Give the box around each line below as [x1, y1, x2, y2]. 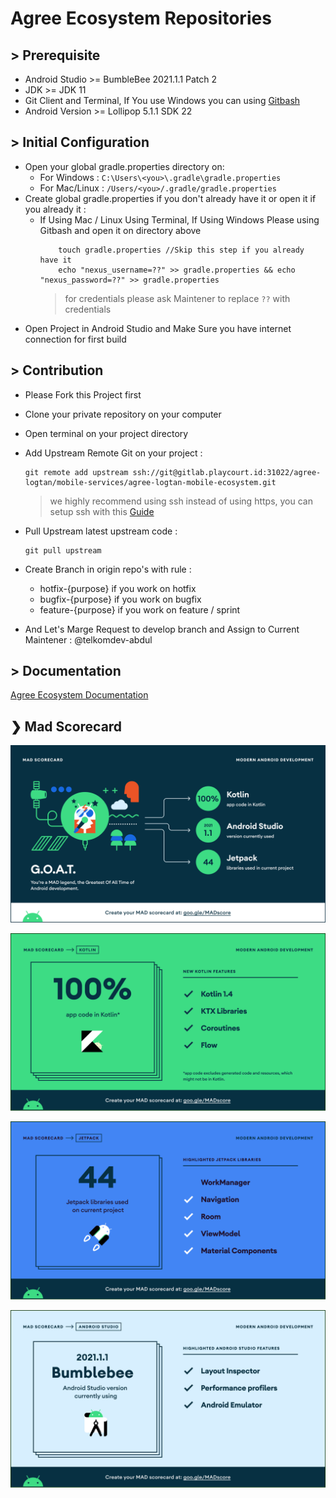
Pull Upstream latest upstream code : [24, 525, 178, 537]
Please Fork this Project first [24, 388, 142, 401]
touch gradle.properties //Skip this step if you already [58, 245, 305, 255]
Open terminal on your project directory [24, 427, 189, 439]
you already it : [24, 203, 87, 215]
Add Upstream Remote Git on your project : [24, 447, 203, 459]
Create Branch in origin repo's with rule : [24, 563, 192, 575]
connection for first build [24, 333, 127, 345]
